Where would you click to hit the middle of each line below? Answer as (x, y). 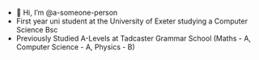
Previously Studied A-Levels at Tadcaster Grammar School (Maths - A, (134, 38)
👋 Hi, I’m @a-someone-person (67, 13)
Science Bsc (37, 30)
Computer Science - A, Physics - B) (75, 47)
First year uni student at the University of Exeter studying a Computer (132, 21)
